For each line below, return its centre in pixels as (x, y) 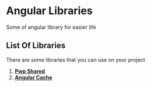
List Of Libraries (36, 46)
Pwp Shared (30, 71)
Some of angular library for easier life (51, 27)
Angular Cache (33, 77)
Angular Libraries (49, 11)
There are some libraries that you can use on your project (76, 59)
